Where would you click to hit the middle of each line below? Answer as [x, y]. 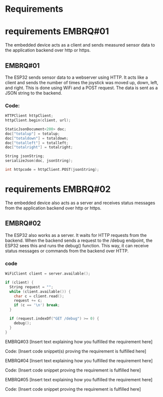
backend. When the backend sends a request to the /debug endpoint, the [79, 240]
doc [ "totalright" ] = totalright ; [39, 147]
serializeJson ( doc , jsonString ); [39, 161]
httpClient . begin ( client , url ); [38, 120]
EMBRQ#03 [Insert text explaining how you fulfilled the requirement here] [79, 342]
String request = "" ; [31, 287]
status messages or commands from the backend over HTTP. [67, 251]
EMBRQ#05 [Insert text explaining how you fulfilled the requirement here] [79, 379]
